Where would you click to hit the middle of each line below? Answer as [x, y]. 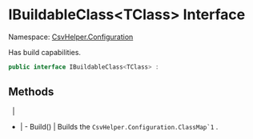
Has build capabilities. [45, 52]
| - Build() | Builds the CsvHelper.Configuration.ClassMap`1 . [119, 126]
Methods [31, 92]
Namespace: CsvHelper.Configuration [71, 37]
